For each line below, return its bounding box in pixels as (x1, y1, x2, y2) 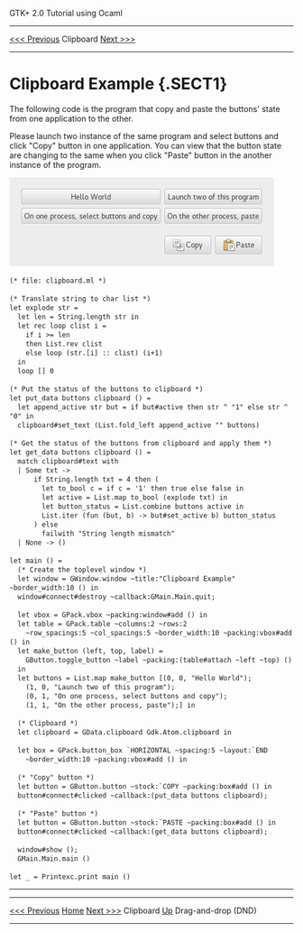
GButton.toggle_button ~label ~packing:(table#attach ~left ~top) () (25, 655, 293, 665)
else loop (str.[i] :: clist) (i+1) (25, 348, 164, 358)
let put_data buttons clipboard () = (9, 393, 151, 403)
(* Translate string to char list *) (9, 294, 151, 303)
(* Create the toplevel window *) (17, 564, 147, 574)
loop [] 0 (17, 366, 54, 376)
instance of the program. (9, 159, 102, 170)
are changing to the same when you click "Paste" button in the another (9, 149, 272, 161)
